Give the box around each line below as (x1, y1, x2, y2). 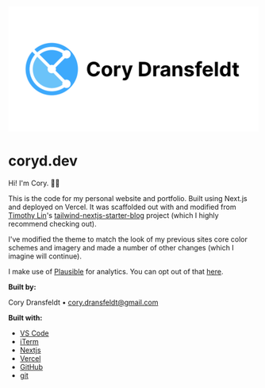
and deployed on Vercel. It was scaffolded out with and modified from (8, 202, 236, 211)
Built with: (8, 312, 43, 322)
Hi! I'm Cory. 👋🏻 (8, 178, 60, 188)
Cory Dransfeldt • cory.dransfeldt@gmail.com (8, 297, 159, 307)
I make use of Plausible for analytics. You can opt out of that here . (8, 266, 224, 276)
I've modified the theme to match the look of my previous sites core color (8, 234, 248, 244)
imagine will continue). (8, 251, 82, 261)
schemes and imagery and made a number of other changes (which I (8, 242, 234, 252)
